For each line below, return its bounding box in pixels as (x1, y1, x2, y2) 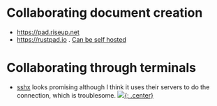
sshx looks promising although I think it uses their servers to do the (16, 82, 210, 91)
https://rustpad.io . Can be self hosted (16, 35, 127, 43)
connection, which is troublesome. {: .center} (16, 91, 154, 99)
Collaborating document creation (6, 5, 203, 21)
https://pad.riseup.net (16, 28, 80, 36)
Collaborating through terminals (6, 60, 197, 76)
